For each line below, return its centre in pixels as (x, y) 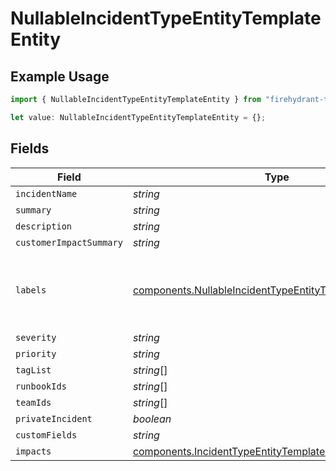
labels (31, 290)
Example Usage (60, 76)
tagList (33, 370)
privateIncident (54, 418)
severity (36, 337)
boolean (152, 419)
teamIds (33, 402)
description (44, 226)
